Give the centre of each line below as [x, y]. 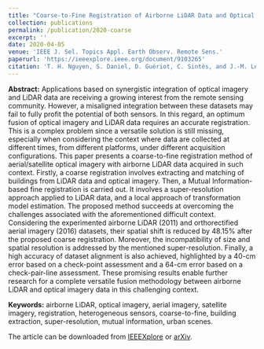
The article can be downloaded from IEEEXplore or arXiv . [100, 336]
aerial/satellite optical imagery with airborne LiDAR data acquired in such [126, 164]
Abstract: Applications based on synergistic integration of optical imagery [128, 89]
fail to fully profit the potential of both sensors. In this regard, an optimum [126, 114]
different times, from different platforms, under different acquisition [117, 147]
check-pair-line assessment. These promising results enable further [118, 273]
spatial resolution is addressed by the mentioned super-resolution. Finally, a [131, 248]
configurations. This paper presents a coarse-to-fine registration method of [130, 156]
